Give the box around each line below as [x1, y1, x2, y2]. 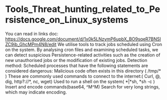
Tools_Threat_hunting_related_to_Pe [5, 3, 160, 15]
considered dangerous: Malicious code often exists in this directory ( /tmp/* [5, 67, 161, 73]
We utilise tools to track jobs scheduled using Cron [57, 41, 162, 47]
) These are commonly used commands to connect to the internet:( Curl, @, [5, 73, 161, 79]
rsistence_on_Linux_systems [5, 14, 128, 25]
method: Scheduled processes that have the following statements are [5, 62, 148, 68]
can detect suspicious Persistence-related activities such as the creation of [5, 51, 160, 58]
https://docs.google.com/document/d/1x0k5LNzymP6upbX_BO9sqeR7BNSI [5, 36, 161, 42]
